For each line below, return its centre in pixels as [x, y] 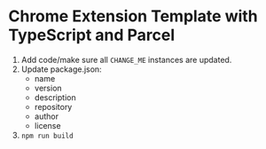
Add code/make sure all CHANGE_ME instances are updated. [126, 59]
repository [53, 106]
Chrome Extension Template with [133, 16]
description [55, 97]
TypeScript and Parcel [92, 35]
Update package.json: [62, 69]
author [47, 116]
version [48, 88]
